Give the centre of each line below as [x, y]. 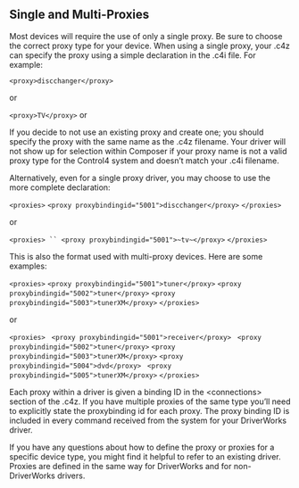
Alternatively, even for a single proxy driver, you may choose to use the [140, 178]
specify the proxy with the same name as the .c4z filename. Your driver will [148, 141]
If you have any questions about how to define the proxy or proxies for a [142, 447]
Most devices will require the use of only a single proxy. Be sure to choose [146, 36]
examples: [28, 266]
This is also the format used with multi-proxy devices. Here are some [136, 256]
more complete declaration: [60, 187]
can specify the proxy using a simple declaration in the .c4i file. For [133, 55]
